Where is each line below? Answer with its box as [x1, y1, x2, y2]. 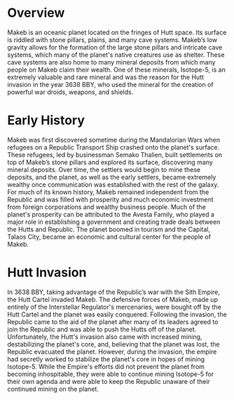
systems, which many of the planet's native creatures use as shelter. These [7, 51, 225, 59]
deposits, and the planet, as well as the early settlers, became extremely [7, 173, 216, 181]
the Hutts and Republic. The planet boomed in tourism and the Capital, [7, 225, 210, 233]
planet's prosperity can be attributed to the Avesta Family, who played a [7, 210, 215, 218]
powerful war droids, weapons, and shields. [7, 88, 134, 96]
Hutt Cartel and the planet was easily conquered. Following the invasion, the [7, 310, 228, 319]
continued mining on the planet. [7, 385, 99, 393]
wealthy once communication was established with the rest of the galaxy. [7, 180, 219, 189]
